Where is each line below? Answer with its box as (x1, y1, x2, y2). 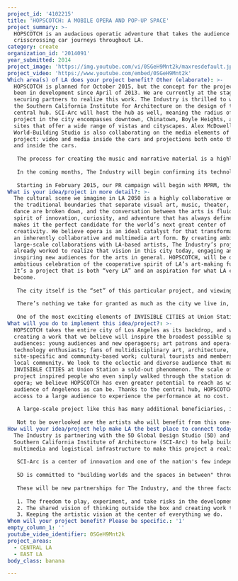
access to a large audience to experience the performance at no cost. (13, 393, 230, 400)
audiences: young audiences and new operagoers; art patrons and (13, 339, 211, 347)
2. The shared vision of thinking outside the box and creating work (16, 504, 227, 512)
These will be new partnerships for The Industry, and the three (16, 485, 214, 492)
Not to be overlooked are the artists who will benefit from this (16, 419, 217, 426)
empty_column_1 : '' (7, 524, 65, 531)
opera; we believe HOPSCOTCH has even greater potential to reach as (13, 379, 223, 386)
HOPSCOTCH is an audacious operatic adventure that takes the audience (13, 30, 230, 38)
